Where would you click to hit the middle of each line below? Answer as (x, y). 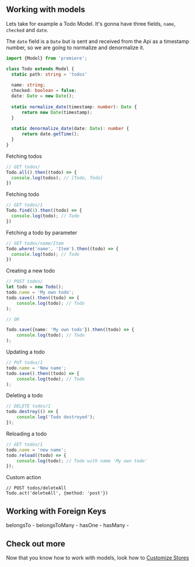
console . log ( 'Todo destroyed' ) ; (56, 417)
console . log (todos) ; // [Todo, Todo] (57, 178)
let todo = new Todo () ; (35, 287)
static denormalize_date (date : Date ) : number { (70, 129)
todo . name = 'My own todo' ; (40, 293)
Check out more (36, 544)
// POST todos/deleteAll (36, 488)
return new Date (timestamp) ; (57, 112)
